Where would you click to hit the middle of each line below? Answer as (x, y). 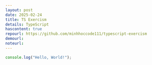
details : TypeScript (27, 24)
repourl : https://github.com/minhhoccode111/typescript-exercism (76, 34)
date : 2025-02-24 (24, 15)
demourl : (15, 39)
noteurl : (15, 44)
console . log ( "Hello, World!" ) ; (39, 57)
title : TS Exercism (26, 19)
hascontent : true (24, 29)
